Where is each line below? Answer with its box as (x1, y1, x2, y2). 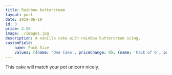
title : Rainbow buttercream (5, 7, 66, 13)
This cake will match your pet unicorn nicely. (5, 64, 100, 70)
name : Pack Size (14, 45, 50, 50)
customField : (5, 41, 33, 46)
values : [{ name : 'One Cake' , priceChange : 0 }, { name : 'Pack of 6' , (14, 50, 162, 55)
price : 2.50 (5, 26, 31, 31)
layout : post (5, 12, 33, 17)
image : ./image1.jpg (5, 31, 50, 36)
